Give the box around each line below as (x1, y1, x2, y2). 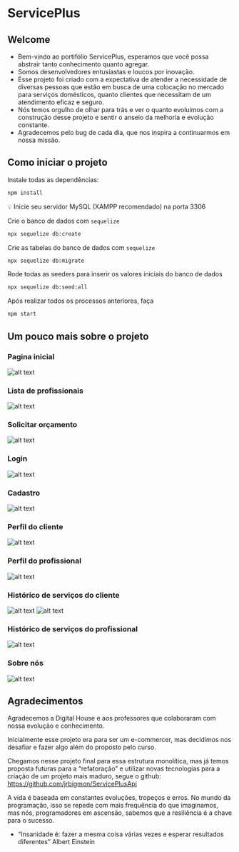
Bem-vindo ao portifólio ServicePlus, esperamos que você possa (17, 52, 209, 61)
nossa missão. (17, 136, 61, 144)
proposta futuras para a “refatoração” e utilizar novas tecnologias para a (7, 764, 220, 773)
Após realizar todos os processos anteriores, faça (7, 296, 154, 305)
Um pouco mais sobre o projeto (7, 330, 149, 342)
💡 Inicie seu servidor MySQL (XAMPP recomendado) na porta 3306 (7, 202, 206, 211)
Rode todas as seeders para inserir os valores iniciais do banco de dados (7, 270, 223, 279)
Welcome (7, 34, 51, 46)
